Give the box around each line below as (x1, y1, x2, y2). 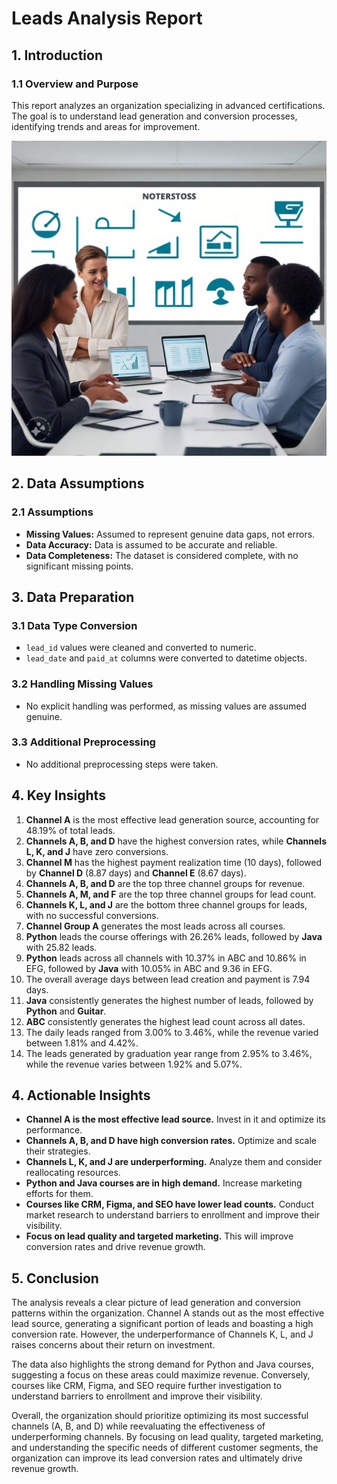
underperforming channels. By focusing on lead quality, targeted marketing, (11, 1431, 324, 1443)
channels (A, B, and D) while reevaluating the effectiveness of (11, 1420, 266, 1432)
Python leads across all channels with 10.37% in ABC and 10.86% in (25, 952, 307, 964)
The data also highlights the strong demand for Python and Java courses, (11, 1358, 314, 1371)
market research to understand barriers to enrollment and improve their (25, 1209, 321, 1221)
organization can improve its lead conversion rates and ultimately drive (11, 1452, 303, 1464)
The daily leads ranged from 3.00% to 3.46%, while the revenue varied (25, 1026, 319, 1038)
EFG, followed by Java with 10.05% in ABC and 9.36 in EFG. (25, 962, 273, 974)
